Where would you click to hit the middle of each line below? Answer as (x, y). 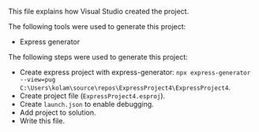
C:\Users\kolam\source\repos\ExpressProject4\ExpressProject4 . (125, 87)
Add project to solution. (58, 112)
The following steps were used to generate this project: (98, 57)
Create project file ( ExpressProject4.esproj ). (92, 96)
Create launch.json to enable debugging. (86, 104)
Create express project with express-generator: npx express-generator (135, 72)
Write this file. (42, 121)
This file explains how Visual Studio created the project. (99, 11)
